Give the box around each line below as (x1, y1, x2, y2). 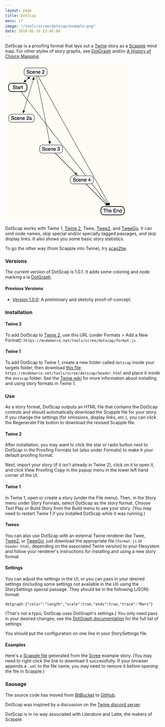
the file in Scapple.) (5, 668, 45, 674)
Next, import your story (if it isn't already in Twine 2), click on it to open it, (5, 462, 155, 468)
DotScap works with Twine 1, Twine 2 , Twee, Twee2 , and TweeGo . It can (5, 225, 153, 231)
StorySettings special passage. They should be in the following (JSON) (5, 586, 149, 592)
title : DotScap (5, 13, 36, 18)
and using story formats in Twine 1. (5, 380, 76, 386)
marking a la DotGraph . (5, 274, 53, 280)
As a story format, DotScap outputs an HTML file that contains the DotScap (5, 404, 158, 410)
